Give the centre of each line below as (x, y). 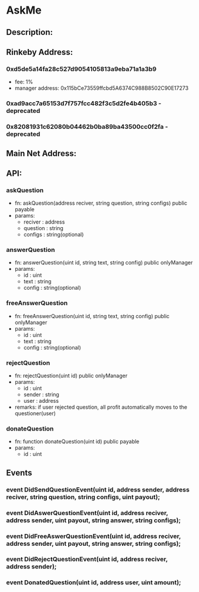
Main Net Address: (41, 153)
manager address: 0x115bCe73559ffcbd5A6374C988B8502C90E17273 (102, 88)
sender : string (41, 394)
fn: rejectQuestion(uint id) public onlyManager (71, 376)
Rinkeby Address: (40, 52)
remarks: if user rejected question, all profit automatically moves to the (101, 407)
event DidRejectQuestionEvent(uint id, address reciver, (87, 559)
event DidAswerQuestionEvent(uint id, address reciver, (87, 513)
